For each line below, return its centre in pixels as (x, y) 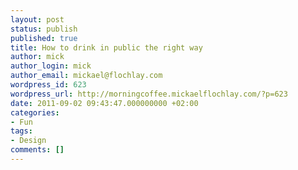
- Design (28, 141)
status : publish (44, 29)
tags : (21, 131)
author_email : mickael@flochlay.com (86, 76)
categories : (35, 112)
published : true (44, 38)
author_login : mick (51, 66)
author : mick (37, 57)
